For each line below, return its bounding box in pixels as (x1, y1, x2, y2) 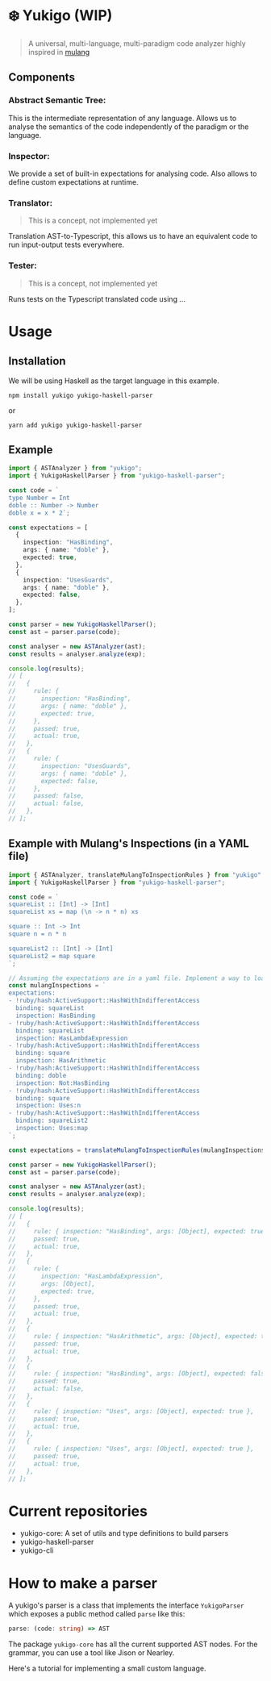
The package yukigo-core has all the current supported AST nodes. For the (8, 1639, 258, 1650)
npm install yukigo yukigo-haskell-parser (8, 391, 153, 399)
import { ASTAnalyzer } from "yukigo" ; (8, 465, 143, 473)
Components (8, 70, 75, 85)
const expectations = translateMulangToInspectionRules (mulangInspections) (8, 1146, 269, 1154)
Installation (8, 354, 66, 368)
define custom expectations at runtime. (8, 177, 139, 186)
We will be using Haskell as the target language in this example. (8, 376, 220, 386)
